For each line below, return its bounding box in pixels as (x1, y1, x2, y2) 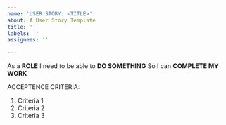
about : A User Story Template (7, 17, 96, 24)
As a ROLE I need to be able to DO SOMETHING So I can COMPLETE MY (7, 62, 220, 70)
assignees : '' (7, 37, 49, 44)
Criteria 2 (17, 104, 45, 112)
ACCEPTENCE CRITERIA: (7, 83, 80, 91)
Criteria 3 (17, 112, 45, 120)
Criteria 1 (17, 96, 44, 105)
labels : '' (7, 29, 39, 37)
